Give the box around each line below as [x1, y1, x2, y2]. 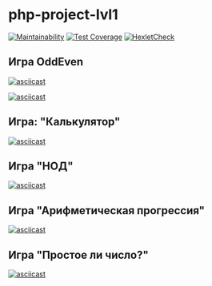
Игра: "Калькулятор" [8, 115, 121, 129]
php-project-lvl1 [8, 6, 118, 24]
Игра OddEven [8, 55, 84, 69]
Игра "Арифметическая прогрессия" [8, 204, 206, 217]
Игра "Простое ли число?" [8, 248, 150, 261]
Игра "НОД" [8, 159, 74, 173]
